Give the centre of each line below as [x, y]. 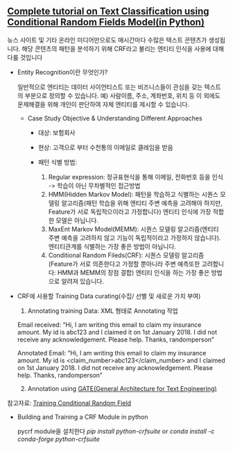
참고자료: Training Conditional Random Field [69, 403]
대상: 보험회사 [57, 132]
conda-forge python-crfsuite [59, 439]
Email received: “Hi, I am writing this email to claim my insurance [109, 324]
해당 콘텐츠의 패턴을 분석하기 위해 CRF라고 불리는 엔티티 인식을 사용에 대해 [123, 49]
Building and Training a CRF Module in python [83, 417]
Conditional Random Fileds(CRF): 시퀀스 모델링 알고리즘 [126, 255]
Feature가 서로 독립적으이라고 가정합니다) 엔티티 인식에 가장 [130, 211]
